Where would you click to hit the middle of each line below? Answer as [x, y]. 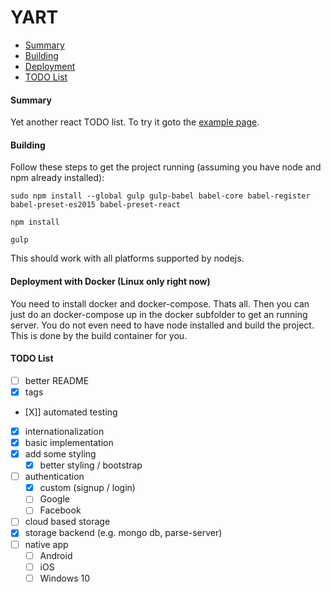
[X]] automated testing [71, 412]
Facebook [60, 510]
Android [56, 555]
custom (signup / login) [87, 488]
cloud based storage [67, 522]
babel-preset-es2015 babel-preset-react [96, 205]
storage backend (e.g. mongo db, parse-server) [123, 533]
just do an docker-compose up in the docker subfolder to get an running [159, 314]
